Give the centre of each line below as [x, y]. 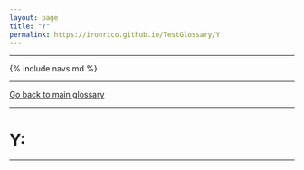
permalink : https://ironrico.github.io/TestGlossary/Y [115, 34]
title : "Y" [30, 26]
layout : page [34, 18]
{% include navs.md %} [53, 69]
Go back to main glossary [57, 95]
